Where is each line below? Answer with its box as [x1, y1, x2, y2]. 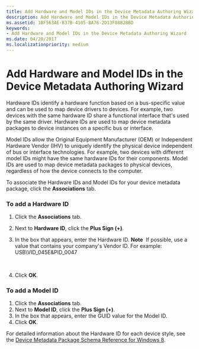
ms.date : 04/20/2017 [6, 36, 57, 42]
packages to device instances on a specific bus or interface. [6, 124, 154, 131]
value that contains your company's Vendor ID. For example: [14, 243, 162, 250]
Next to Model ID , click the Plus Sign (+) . [14, 306, 115, 314]
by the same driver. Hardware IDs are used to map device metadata [6, 118, 171, 125]
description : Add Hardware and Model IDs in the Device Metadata [6, 14, 171, 20]
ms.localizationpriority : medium [6, 42, 89, 48]
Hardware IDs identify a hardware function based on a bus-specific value [6, 99, 185, 106]
